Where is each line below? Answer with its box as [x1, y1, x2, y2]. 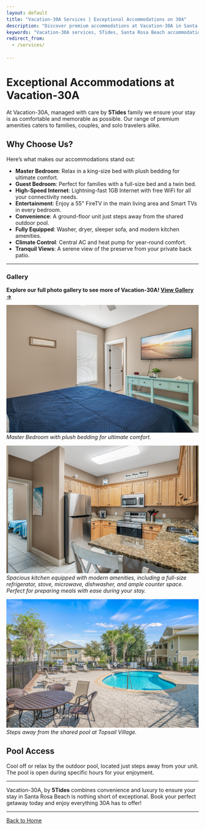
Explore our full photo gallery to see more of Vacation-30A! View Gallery [6, 286, 194, 293]
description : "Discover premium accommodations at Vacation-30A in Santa [6, 23, 198, 29]
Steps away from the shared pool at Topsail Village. [6, 728, 137, 735]
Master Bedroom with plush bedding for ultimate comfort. [6, 434, 151, 441]
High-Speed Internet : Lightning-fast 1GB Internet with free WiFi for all [15, 187, 191, 194]
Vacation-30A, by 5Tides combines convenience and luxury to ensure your [6, 786, 196, 793]
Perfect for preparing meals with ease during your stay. [6, 587, 146, 595]
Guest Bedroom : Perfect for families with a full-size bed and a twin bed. [15, 180, 196, 187]
